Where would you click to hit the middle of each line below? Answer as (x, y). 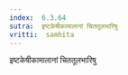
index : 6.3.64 (38, 18)
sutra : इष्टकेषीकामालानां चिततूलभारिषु (64, 26)
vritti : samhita (42, 34)
